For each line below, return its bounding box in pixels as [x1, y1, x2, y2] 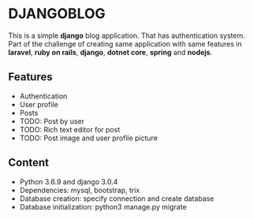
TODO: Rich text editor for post [19, 124, 121, 134]
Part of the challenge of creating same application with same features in [8, 39, 243, 48]
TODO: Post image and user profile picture [19, 133, 158, 143]
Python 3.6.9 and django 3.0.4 [19, 176, 118, 186]
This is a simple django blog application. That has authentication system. [8, 31, 246, 40]
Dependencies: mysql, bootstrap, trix [19, 185, 140, 195]
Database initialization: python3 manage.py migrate [19, 202, 187, 211]
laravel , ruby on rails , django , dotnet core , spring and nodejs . [8, 47, 213, 57]
